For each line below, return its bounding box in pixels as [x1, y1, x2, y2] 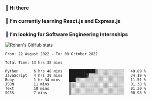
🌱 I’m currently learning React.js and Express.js [5, 17, 121, 24]
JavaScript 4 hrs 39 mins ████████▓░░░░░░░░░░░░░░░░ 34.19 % [5, 73, 147, 78]
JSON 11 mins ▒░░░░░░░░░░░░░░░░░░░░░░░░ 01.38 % [5, 82, 147, 87]
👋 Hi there [5, 4, 30, 11]
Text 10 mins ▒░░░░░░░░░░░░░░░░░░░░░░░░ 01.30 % [5, 86, 147, 91]
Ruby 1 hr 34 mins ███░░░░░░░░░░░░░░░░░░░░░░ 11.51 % [5, 77, 147, 83]
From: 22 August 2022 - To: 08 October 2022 [5, 52, 98, 57]
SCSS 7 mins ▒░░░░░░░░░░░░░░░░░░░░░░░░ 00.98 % [5, 91, 147, 96]
